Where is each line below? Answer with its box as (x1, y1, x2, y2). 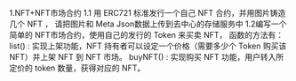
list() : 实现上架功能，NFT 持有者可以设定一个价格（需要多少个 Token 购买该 (9, 40, 287, 51)
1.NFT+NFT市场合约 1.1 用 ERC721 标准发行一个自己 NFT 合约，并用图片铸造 (9, 8, 286, 18)
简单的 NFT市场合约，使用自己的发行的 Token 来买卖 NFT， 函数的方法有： (9, 30, 284, 40)
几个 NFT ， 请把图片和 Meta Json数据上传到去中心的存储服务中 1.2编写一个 (9, 18, 287, 29)
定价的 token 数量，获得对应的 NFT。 (9, 63, 146, 73)
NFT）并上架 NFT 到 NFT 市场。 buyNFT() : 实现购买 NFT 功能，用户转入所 (9, 52, 284, 62)
